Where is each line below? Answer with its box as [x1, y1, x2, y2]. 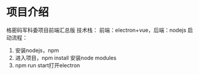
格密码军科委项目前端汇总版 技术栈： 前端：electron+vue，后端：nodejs [6, 26, 186, 34]
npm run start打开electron [15, 61, 80, 69]
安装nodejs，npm [15, 46, 59, 54]
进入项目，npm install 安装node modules [15, 54, 117, 61]
